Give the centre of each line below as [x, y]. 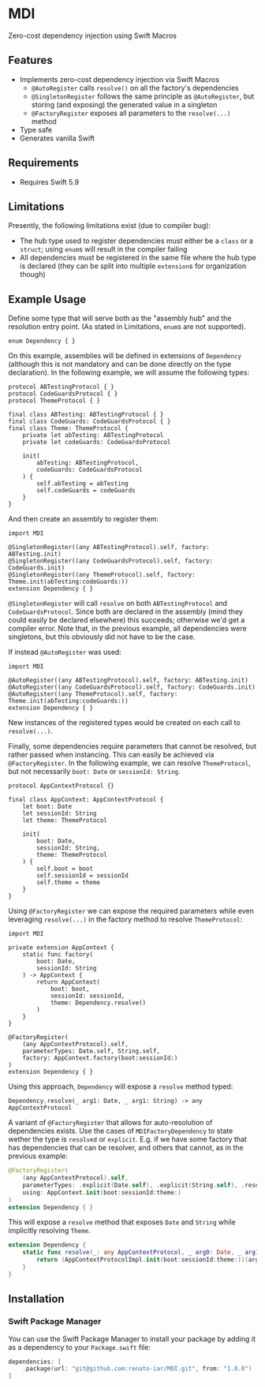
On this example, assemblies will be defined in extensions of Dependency [125, 356]
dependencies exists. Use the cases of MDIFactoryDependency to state [121, 1131]
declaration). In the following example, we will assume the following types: [129, 372]
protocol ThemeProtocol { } [54, 401]
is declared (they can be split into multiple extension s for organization [133, 266]
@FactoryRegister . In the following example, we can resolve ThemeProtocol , [129, 763]
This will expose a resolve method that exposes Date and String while [122, 1222]
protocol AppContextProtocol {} [61, 786]
